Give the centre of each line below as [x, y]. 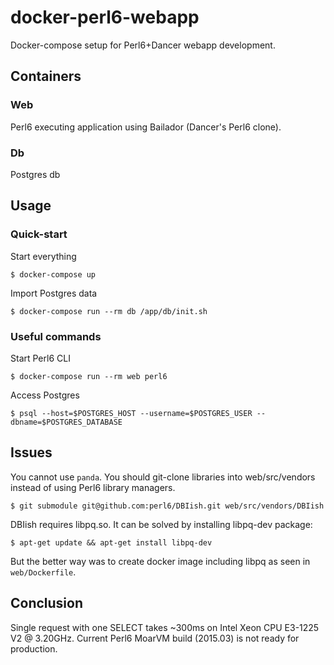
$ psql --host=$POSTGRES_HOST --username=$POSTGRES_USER [131, 413]
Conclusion [47, 603]
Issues [31, 452]
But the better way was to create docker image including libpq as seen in [160, 561]
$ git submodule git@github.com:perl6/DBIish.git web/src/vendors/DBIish [167, 506]
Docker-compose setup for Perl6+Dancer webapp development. [143, 45]
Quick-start [39, 234]
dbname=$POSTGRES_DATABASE [66, 422]
